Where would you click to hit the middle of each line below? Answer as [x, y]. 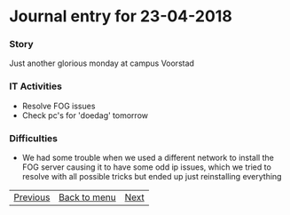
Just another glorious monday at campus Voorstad [102, 63]
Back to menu [88, 197]
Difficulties [33, 138]
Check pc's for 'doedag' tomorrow [85, 115]
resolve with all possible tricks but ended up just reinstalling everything [152, 177]
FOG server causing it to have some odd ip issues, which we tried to [147, 167]
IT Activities [35, 86]
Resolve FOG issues [59, 106]
